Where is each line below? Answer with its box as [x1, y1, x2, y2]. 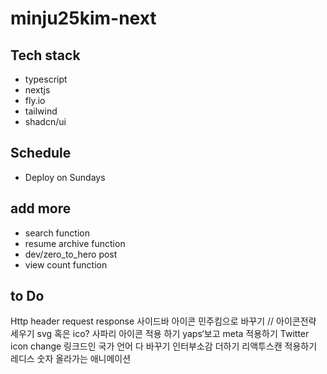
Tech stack [10, 47, 81, 64]
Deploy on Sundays [24, 171, 106, 183]
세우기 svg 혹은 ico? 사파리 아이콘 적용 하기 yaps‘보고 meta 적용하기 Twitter [10, 328, 310, 340]
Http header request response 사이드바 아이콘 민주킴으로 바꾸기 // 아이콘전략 [10, 315, 317, 327]
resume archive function [24, 237, 126, 249]
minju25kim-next [10, 7, 157, 30]
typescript [24, 73, 68, 85]
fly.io [24, 95, 46, 106]
